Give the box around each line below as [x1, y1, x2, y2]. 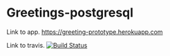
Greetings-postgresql [6, 5, 134, 21]
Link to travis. [6, 41, 46, 49]
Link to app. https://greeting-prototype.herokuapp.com [6, 28, 163, 36]
